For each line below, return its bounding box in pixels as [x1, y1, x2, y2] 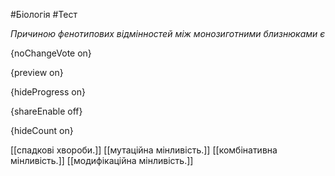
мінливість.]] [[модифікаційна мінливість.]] [10, 155, 194, 166]
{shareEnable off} [10, 105, 83, 117]
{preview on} [10, 67, 64, 78]
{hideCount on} [10, 125, 74, 136]
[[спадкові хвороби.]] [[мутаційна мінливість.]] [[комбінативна [10, 144, 278, 156]
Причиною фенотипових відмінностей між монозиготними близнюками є [10, 28, 326, 39]
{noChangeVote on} [10, 47, 92, 59]
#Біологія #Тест [10, 9, 78, 20]
